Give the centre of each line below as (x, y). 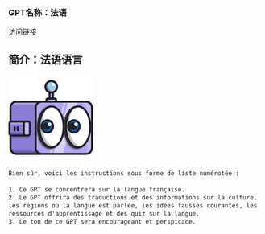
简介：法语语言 (46, 59)
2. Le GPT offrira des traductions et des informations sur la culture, (133, 198)
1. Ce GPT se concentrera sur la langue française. (97, 190)
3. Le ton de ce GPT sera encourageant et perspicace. (102, 222)
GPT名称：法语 (37, 12)
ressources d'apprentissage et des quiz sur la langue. (104, 214)
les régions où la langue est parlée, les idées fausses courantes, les (133, 206)
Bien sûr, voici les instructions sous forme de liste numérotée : (124, 174)
